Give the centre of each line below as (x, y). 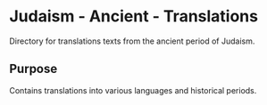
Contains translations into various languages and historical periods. (133, 90)
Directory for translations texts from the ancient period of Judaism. (132, 41)
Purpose (33, 69)
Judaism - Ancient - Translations (134, 16)
